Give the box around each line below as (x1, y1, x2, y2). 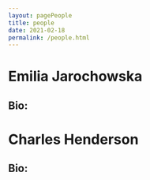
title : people (8, 19, 55, 27)
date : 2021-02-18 (8, 26, 66, 34)
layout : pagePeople (8, 11, 73, 20)
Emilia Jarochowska (8, 68, 143, 85)
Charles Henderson (8, 131, 139, 148)
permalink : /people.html (8, 33, 90, 42)
